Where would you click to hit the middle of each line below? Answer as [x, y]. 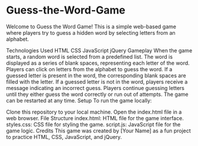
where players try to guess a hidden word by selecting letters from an [91, 32]
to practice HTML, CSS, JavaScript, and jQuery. [64, 137]
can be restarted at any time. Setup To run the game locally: [79, 100]
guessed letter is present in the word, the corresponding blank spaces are [96, 75]
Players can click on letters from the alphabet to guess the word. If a [89, 69]
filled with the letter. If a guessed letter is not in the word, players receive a [97, 82]
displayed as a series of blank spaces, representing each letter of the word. [98, 63]
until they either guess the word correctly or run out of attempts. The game [97, 94]
